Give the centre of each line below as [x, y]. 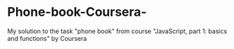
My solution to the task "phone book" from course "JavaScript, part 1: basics [117, 31]
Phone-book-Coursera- [77, 12]
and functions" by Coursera [47, 38]
